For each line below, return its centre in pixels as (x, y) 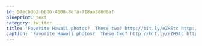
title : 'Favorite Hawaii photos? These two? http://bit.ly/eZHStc (93, 28)
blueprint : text (26, 17)
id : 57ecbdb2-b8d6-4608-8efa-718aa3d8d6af (60, 12)
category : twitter (29, 23)
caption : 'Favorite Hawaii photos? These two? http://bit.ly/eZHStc (95, 34)
